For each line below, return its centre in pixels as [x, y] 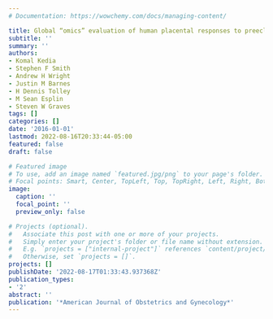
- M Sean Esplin [36, 98]
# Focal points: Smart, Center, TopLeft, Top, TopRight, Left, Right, [130, 181]
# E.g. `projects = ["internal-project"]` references [105, 249]
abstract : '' [30, 295]
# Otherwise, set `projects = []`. [72, 257]
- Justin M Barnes [39, 83]
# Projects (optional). [49, 226]
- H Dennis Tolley [39, 91]
